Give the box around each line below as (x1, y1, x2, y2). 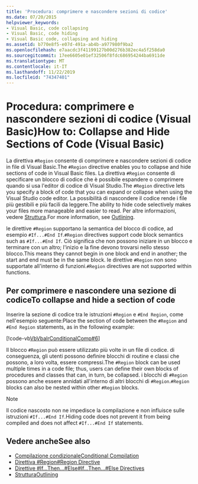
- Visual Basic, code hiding (6, 31, 78, 37)
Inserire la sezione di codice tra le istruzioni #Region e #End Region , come (6, 310, 184, 318)
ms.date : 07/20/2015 (6, 14, 57, 20)
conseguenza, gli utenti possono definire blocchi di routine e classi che (6, 352, 180, 359)
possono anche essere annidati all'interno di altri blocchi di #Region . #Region (6, 377, 190, 384)
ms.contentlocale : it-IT (6, 63, 67, 70)
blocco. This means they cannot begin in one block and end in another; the (6, 250, 187, 257)
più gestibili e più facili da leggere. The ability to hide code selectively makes (6, 201, 191, 208)
